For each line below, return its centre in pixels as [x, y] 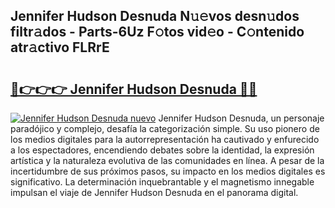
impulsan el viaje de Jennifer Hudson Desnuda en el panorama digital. [154, 192]
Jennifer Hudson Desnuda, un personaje [241, 118]
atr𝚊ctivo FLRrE [60, 47]
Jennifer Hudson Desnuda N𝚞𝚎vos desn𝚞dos [155, 16]
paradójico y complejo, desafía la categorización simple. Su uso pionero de [165, 128]
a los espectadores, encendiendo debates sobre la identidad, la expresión [162, 150]
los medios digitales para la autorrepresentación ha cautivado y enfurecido [165, 139]
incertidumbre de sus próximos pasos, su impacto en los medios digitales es [168, 171]
